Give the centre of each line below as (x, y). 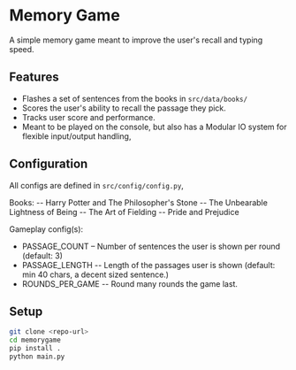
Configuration (49, 164)
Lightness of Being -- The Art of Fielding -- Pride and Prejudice (125, 212)
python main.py (37, 357)
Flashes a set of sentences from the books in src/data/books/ (135, 98)
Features (34, 77)
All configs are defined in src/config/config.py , (96, 185)
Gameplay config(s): (46, 229)
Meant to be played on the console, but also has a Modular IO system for (154, 127)
